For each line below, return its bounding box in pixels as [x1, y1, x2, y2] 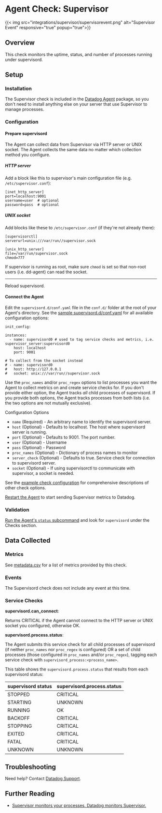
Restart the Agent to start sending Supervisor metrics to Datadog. [5, 494, 135, 500]
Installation [5, 85, 32, 92]
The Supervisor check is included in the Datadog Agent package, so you [5, 96, 149, 102]
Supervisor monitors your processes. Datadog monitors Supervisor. [12, 802, 146, 808]
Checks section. [5, 522, 37, 528]
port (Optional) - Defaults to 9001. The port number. [12, 434, 116, 440]
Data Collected [5, 536, 51, 545]
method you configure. [5, 152, 51, 157]
